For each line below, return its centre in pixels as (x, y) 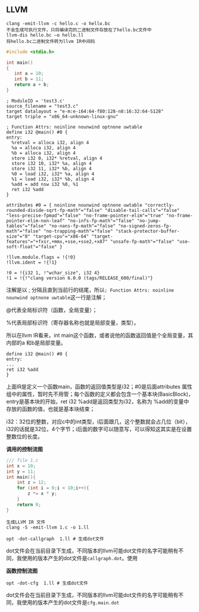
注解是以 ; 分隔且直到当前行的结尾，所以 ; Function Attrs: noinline (90, 290)
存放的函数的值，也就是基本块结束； (51, 409)
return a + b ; (32, 85)
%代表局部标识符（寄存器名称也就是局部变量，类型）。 (73, 322)
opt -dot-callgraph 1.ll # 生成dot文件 (55, 539)
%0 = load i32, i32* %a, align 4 (53, 174)
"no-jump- (149, 221)
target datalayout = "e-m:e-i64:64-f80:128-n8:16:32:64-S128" (85, 111)
